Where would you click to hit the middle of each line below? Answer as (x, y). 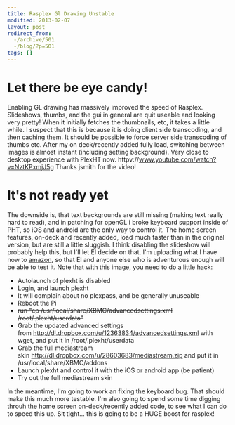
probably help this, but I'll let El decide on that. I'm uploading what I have (112, 252)
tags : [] (20, 53)
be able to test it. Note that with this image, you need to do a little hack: (110, 267)
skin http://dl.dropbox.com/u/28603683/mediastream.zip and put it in (118, 355)
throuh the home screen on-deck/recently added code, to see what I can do (117, 406)
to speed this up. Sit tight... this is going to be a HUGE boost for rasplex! (111, 413)
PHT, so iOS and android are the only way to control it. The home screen (112, 230)
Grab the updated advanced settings (70, 325)
